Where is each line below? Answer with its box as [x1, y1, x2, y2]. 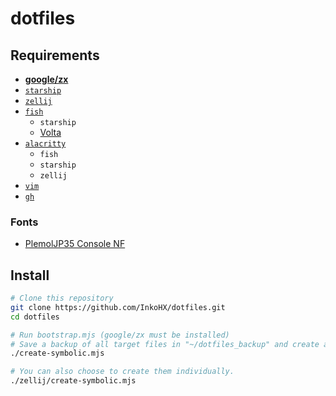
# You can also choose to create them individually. [10, 367, 235, 377]
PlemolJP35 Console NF [24, 238, 126, 250]
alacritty [24, 139, 67, 149]
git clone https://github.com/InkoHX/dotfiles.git [10, 302, 226, 312]
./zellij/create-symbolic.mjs [10, 376, 137, 386]
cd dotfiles [10, 312, 60, 322]
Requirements [10, 47, 100, 64]
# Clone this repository [10, 293, 114, 304]
